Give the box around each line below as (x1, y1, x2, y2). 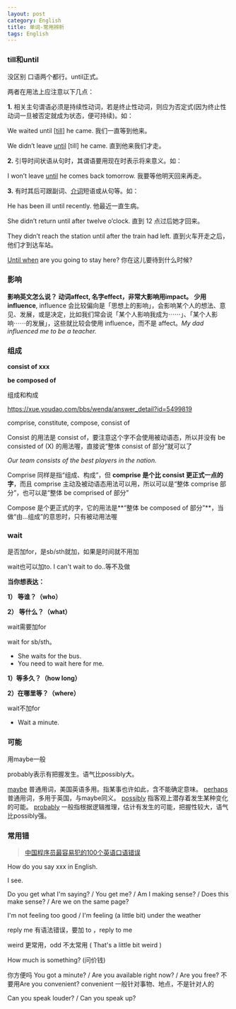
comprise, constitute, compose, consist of (7, 418, 131, 427)
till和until (7, 55, 39, 64)
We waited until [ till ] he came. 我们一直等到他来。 (7, 126, 151, 135)
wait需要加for (7, 622, 47, 631)
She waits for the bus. (17, 652, 82, 661)
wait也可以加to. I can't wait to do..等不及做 (7, 562, 131, 571)
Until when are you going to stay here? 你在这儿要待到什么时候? (7, 256, 193, 264)
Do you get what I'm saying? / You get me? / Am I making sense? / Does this (7, 890, 229, 899)
